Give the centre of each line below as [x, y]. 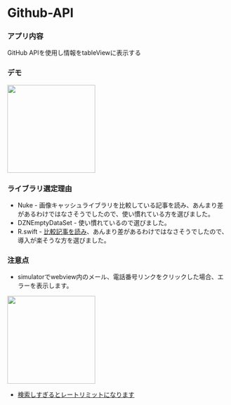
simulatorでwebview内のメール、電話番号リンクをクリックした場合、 [117, 277]
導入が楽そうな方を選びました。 [64, 240]
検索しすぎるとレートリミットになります [76, 394]
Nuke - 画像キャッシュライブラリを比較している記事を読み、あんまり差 [120, 205]
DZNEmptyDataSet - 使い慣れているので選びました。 [94, 223]
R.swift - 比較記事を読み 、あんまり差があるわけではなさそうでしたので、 [123, 232]
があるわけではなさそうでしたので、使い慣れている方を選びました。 [115, 214]
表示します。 [54, 285]
